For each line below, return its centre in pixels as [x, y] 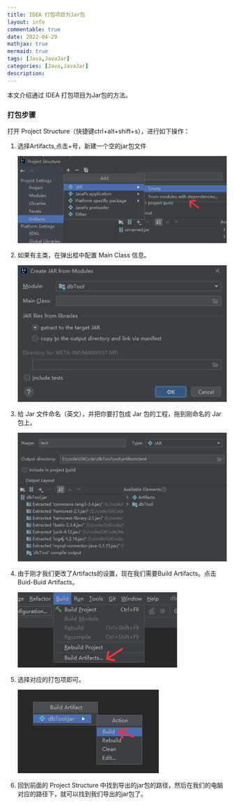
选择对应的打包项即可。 [51, 679]
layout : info [26, 22]
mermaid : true [28, 51]
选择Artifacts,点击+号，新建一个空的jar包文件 [82, 145]
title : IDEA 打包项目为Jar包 [46, 15]
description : [26, 73]
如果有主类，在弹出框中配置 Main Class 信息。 [84, 255]
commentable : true [34, 29]
